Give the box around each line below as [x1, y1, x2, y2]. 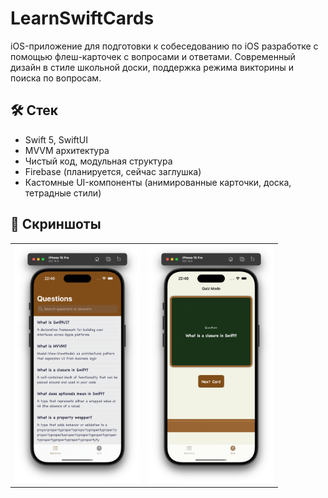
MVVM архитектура [24, 144, 110, 156]
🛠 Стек [10, 102, 59, 119]
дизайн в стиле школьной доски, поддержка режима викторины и [10, 61, 295, 73]
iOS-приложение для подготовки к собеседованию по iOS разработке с [10, 40, 319, 52]
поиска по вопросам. [10, 72, 102, 84]
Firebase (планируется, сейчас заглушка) [24, 165, 202, 177]
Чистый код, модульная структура [24, 155, 173, 167]
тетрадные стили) [24, 187, 102, 199]
